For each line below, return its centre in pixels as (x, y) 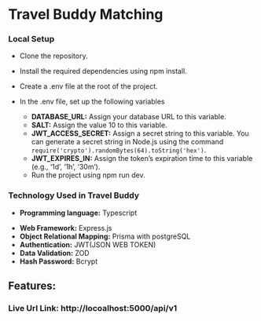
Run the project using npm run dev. (88, 175)
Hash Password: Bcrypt (59, 261)
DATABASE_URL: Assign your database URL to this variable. (129, 117)
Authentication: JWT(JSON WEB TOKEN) (88, 244)
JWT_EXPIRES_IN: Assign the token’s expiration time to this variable (142, 159)
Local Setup (31, 39)
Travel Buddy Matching (86, 15)
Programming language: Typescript (78, 213)
